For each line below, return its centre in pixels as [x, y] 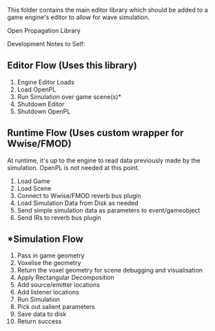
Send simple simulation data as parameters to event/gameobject [109, 210]
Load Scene [34, 188]
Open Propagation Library [44, 31]
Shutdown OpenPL [44, 111]
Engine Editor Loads [45, 82]
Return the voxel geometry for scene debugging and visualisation [110, 270]
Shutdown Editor [41, 104]
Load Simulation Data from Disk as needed [78, 203]
